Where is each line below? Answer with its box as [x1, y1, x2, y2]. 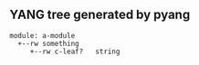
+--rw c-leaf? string [29, 47, 120, 56]
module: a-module [9, 31, 76, 40]
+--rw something [17, 39, 79, 48]
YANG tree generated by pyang [9, 7, 191, 23]
